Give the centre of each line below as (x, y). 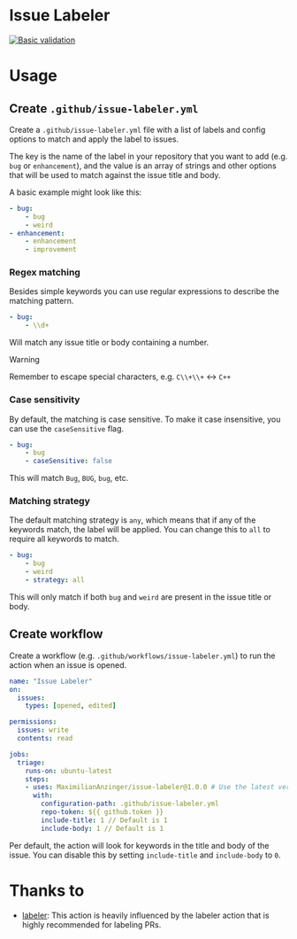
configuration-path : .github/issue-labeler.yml (130, 804)
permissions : (33, 722)
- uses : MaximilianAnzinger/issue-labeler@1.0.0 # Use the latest (150, 788)
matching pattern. (42, 301)
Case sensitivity (45, 400)
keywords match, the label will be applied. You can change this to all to (140, 530)
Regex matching (45, 273)
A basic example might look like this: (76, 192)
